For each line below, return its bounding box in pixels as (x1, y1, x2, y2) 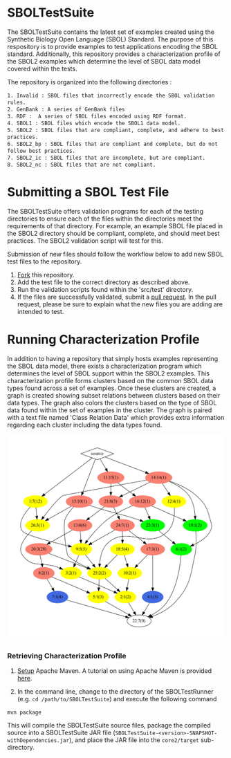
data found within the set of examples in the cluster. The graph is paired (7, 406, 212, 414)
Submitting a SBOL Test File (7, 185, 169, 200)
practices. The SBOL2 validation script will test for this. (7, 237, 164, 245)
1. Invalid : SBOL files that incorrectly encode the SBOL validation (7, 92, 215, 99)
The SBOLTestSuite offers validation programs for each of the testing (7, 207, 204, 215)
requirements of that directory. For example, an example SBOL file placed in (7, 221, 223, 230)
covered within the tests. (7, 64, 77, 73)
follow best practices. (7, 147, 76, 154)
